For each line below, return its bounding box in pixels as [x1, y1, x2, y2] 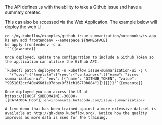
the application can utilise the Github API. [5, 59, 99, 64]
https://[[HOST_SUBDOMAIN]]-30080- [5, 94, 78, 99]
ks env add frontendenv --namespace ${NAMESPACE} [5, 38, 108, 43]
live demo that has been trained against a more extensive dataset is [9, 106, 156, 111]
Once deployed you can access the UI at [5, 89, 89, 94]
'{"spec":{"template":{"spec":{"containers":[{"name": [9, 72, 123, 77]
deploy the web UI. [5, 24, 43, 30]
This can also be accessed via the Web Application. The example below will [5, 19, 157, 25]
